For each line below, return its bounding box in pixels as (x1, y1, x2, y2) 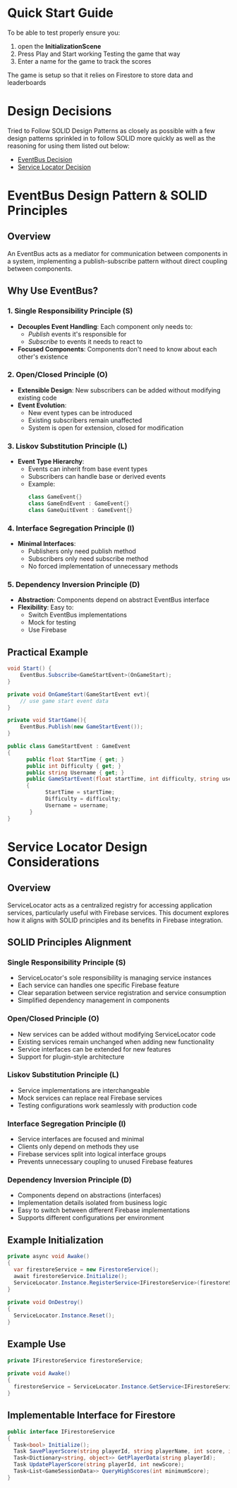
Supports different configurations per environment (17, 1214, 164, 1222)
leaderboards (7, 78, 47, 86)
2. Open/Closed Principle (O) (7, 370, 108, 380)
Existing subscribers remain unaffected (28, 416, 142, 424)
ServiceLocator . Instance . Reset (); (13, 1312, 115, 1320)
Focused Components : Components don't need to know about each (17, 344, 217, 353)
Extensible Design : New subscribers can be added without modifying (17, 385, 221, 394)
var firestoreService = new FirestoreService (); (13, 1266, 159, 1273)
